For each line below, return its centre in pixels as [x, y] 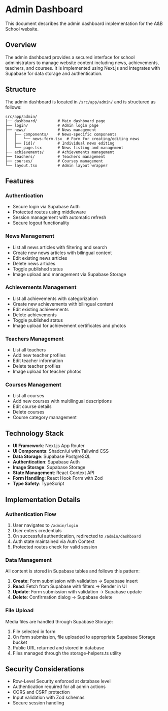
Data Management [29, 560]
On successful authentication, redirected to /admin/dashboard [77, 536]
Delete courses [28, 412]
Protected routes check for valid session [55, 546]
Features [20, 181]
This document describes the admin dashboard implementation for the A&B [84, 23]
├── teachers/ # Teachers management [55, 156]
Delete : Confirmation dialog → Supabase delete [62, 597]
